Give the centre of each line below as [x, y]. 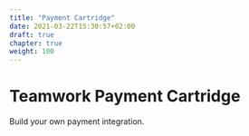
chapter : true [36, 43]
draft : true [32, 34]
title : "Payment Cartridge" [62, 18]
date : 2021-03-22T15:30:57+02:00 [72, 26]
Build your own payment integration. [77, 121]
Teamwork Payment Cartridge [125, 97]
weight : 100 [32, 52]
